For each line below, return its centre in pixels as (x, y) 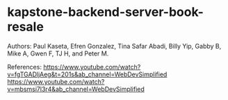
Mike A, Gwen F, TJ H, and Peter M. (58, 53)
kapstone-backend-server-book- (105, 12)
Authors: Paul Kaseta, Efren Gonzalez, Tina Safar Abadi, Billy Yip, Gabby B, (114, 46)
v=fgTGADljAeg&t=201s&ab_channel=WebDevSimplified (87, 74)
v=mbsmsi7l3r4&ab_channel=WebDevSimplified (76, 89)
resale (25, 27)
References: (24, 67)
